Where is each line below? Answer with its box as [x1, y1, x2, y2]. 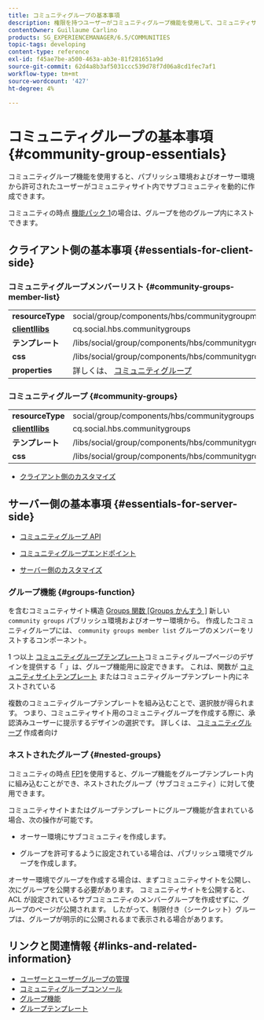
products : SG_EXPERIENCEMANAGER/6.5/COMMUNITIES [8, 33, 170, 42]
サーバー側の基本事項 [8, 497, 112, 511]
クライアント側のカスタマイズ [19, 472, 116, 482]
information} [8, 952, 72, 966]
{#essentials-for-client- [134, 243, 254, 256]
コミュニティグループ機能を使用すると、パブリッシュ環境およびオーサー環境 [8, 172, 255, 182]
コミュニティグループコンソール [19, 984, 123, 993]
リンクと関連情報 [8, 940, 91, 953]
